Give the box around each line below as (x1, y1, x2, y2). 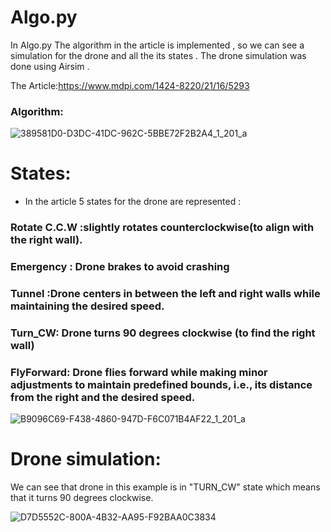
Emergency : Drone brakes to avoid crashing (10, 260, 230, 274)
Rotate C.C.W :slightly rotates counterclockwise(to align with (10, 221, 315, 235)
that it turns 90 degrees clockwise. (10, 492, 154, 504)
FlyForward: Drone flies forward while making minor (10, 365, 268, 379)
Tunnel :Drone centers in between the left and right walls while (10, 286, 321, 300)
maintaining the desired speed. (10, 299, 165, 313)
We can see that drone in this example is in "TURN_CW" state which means (10, 481, 321, 493)
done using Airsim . (10, 60, 90, 72)
